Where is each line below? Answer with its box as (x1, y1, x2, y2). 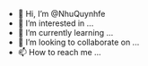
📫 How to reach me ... (17, 47, 101, 57)
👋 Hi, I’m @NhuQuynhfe (17, 9, 106, 19)
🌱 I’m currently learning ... (17, 28, 114, 37)
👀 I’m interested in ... (17, 18, 94, 29)
